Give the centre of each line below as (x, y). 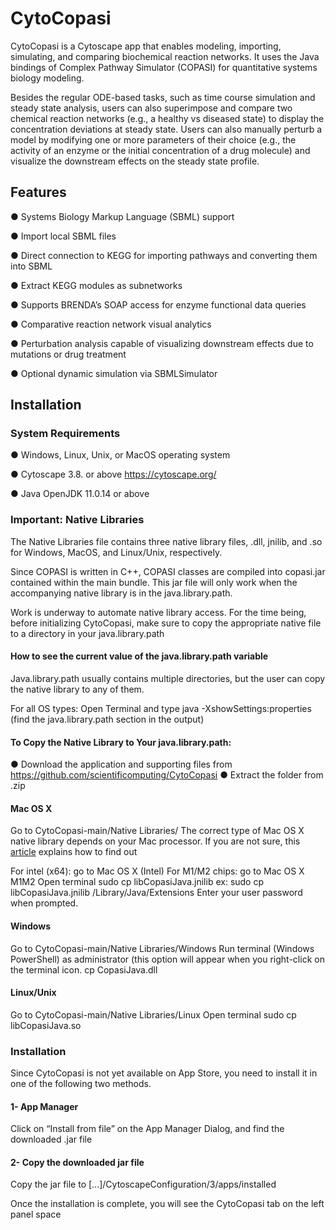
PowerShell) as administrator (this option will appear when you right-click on (167, 959)
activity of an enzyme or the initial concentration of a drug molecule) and (160, 150)
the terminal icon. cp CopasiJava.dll (84, 969)
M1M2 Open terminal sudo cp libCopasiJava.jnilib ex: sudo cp (137, 882)
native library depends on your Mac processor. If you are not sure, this (155, 841)
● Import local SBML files (63, 236)
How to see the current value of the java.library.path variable (139, 656)
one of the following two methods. (81, 1084)
